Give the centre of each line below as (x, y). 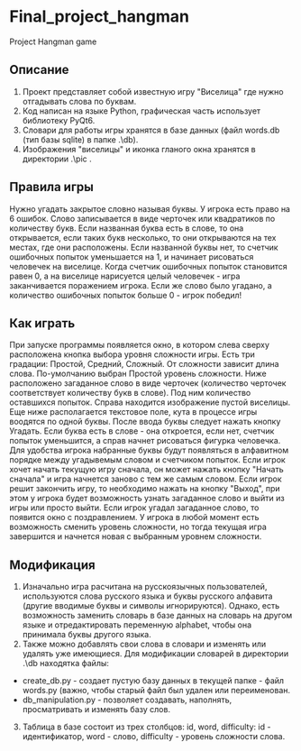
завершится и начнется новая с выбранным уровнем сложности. (136, 536)
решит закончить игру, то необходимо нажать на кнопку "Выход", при (145, 489)
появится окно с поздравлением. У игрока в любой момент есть (134, 517)
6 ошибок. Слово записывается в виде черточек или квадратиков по (142, 218)
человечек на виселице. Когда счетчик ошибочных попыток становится (149, 266)
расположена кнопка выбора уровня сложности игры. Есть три (132, 354)
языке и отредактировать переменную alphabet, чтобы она (137, 625)
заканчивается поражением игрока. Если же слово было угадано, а (141, 285)
